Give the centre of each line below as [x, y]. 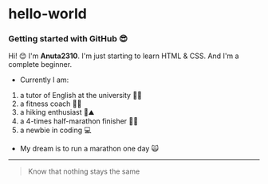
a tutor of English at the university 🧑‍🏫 [81, 96]
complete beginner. [40, 65]
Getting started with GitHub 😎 [68, 39]
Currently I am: [44, 80]
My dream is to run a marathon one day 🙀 [89, 149]
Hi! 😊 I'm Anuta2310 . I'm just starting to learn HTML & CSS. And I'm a [124, 56]
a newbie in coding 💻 [55, 130]
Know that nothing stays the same [84, 171]
